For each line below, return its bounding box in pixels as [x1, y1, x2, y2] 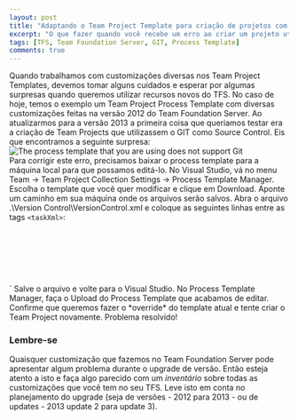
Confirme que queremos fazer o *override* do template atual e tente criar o [9, 303, 286, 313]
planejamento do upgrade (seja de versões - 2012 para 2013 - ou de [9, 392, 259, 402]
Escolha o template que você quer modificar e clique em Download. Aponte [9, 184, 286, 194]
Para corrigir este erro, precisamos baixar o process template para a [9, 155, 259, 166]
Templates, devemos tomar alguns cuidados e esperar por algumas [9, 80, 255, 91]
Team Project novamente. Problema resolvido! [9, 312, 178, 322]
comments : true [9, 46, 66, 55]
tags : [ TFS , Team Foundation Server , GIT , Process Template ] [9, 37, 240, 47]
